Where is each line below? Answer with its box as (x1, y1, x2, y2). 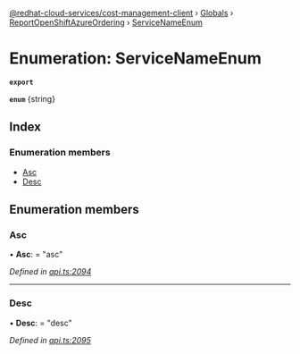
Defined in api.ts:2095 (9, 334, 92, 345)
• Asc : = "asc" (9, 249, 63, 260)
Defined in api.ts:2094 (9, 266, 92, 277)
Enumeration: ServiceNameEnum (9, 48, 262, 69)
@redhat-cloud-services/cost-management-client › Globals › (9, 8, 234, 18)
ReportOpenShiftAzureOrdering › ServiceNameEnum (9, 17, 204, 28)
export (9, 78, 34, 87)
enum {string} (9, 93, 56, 104)
